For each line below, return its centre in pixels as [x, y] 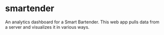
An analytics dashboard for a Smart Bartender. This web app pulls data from [82, 22]
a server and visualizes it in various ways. [47, 27]
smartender [30, 9]
